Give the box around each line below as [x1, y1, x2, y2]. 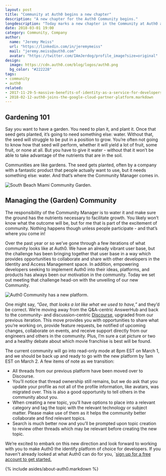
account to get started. [5, 456, 52, 462]
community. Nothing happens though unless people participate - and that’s [5, 225, 158, 231]
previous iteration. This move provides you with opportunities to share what [5, 317, 159, 323]
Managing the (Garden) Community [5, 196, 117, 205]
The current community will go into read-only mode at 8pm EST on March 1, [5, 347, 160, 354]
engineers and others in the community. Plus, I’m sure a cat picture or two [5, 333, 156, 339]
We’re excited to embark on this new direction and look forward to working [5, 440, 157, 446]
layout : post [5, 7, 32, 12]
